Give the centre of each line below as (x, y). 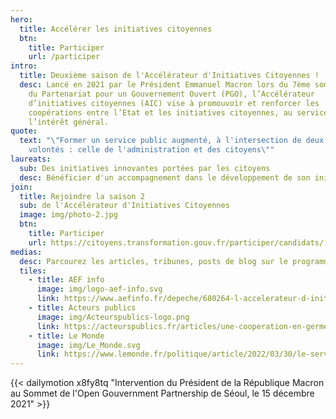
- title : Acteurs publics (82, 308)
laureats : (31, 159)
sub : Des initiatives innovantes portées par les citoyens (145, 168)
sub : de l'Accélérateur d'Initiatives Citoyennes (124, 206)
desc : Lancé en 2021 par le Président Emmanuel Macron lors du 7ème (165, 85)
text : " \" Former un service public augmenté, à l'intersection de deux (172, 141)
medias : (26, 252)
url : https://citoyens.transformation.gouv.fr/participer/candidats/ (176, 242)
